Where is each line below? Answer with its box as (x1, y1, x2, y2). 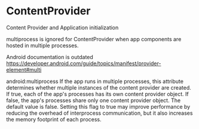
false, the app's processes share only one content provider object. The (6, 97, 181, 104)
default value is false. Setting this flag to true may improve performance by (6, 103, 191, 110)
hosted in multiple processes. (6, 42, 79, 49)
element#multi (6, 66, 42, 73)
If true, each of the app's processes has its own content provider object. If (6, 90, 189, 97)
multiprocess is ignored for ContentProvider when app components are (6, 35, 182, 42)
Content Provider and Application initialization (6, 24, 119, 31)
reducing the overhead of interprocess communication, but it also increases (6, 109, 193, 116)
